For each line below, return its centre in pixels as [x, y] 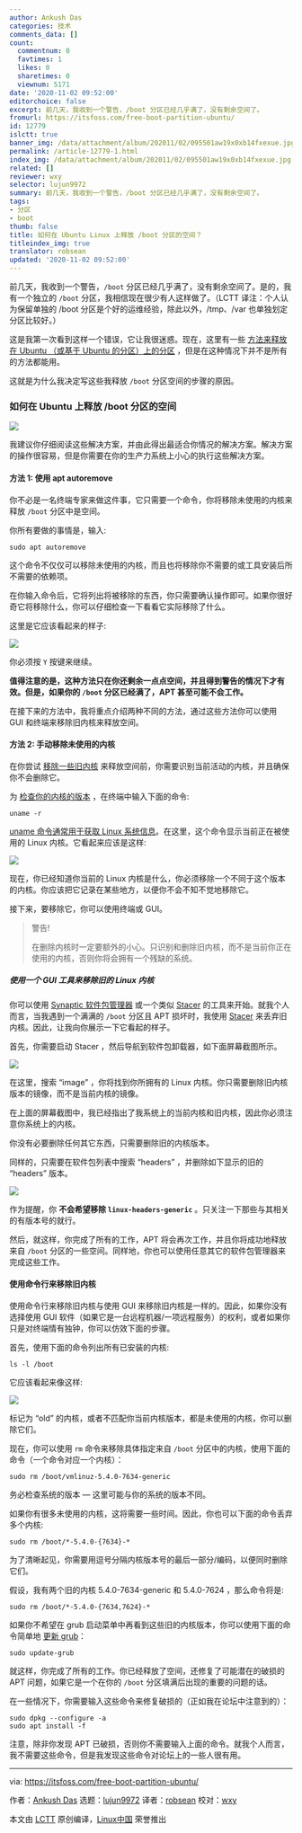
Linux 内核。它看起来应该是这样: [86, 842]
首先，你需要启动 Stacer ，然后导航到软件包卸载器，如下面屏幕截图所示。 [146, 1046]
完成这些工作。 [37, 1262]
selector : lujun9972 [48, 185]
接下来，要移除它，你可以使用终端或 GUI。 [89, 908]
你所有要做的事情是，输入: [58, 530]
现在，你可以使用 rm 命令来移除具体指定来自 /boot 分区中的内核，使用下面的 [150, 1448]
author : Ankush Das [46, 18]
